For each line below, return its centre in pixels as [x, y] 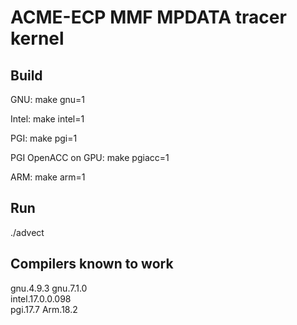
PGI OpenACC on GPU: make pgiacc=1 [90, 157]
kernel [37, 38]
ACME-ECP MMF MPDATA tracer [148, 17]
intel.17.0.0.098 [41, 298]
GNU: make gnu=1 [48, 99]
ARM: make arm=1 [48, 177]
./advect [27, 232]
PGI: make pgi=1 [44, 138]
